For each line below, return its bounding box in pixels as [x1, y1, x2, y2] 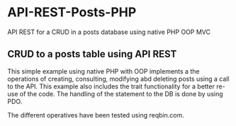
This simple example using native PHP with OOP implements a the [7, 67, 200, 75]
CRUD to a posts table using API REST [7, 48, 177, 60]
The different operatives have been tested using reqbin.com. [7, 110, 184, 119]
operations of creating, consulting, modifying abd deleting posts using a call [7, 74, 230, 83]
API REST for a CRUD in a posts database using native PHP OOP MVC [7, 28, 211, 36]
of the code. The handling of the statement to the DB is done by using [19, 89, 223, 98]
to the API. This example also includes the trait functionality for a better [7, 82, 215, 91]
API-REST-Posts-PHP [7, 4, 137, 21]
